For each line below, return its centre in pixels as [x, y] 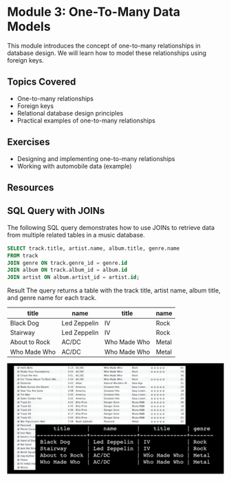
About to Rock [30, 342]
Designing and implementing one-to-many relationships [96, 158]
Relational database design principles [70, 113]
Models [29, 26]
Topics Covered [42, 82]
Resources [31, 188]
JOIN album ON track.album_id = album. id [67, 270]
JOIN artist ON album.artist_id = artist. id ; [73, 277]
